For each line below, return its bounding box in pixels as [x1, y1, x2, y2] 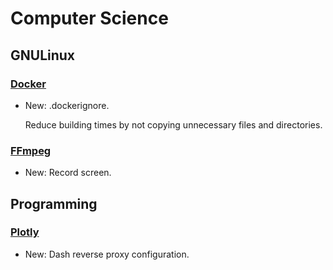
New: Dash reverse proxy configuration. [24, 248, 190, 260]
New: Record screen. [24, 167, 112, 179]
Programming [10, 195, 98, 212]
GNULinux [10, 47, 76, 64]
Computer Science [10, 7, 169, 30]
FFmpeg [10, 143, 52, 157]
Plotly [10, 225, 40, 239]
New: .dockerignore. [24, 99, 110, 111]
